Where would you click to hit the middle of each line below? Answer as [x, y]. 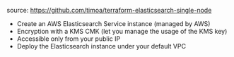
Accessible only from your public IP [69, 39]
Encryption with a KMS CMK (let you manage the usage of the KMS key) [122, 31]
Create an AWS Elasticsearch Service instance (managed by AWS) [113, 24]
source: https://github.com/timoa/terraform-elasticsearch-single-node [109, 10]
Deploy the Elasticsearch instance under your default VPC [101, 46]
